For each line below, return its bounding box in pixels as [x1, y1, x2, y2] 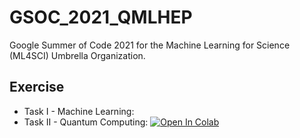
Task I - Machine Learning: [23, 105, 135, 117]
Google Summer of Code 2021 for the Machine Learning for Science [9, 39, 291, 51]
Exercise [9, 79, 65, 96]
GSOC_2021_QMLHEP [9, 6, 193, 29]
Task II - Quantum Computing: [23, 116, 149, 128]
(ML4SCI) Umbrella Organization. [9, 49, 146, 61]
